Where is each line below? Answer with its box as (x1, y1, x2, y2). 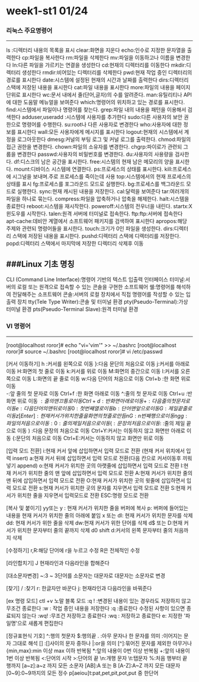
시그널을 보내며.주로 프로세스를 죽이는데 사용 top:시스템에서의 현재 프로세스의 (12, 173, 191, 180)
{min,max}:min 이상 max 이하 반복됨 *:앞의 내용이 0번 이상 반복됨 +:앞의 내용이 (6, 647, 191, 654)
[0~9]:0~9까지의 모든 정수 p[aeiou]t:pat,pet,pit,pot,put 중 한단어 (6, 669, 159, 676)
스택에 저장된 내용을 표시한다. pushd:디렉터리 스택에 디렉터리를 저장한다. (12, 232, 181, 240)
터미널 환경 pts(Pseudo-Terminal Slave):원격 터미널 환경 (6, 306, 139, 313)
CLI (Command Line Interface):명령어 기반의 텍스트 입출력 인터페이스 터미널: (6, 276, 185, 283)
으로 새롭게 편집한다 (17, 620, 63, 627)
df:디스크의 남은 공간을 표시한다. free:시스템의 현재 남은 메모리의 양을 (14, 158, 174, 165)
